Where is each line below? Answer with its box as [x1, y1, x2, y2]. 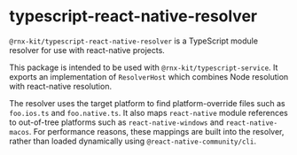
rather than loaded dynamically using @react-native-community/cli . [9, 136, 257, 146]
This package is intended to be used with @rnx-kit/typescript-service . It [9, 62, 278, 73]
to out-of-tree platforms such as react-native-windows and [9, 117, 224, 128]
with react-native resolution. [9, 81, 113, 91]
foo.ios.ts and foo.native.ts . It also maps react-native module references [9, 107, 288, 118]
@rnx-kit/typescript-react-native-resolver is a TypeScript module [9, 35, 259, 46]
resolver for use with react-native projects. [9, 44, 166, 55]
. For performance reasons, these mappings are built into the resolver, [28, 126, 285, 136]
